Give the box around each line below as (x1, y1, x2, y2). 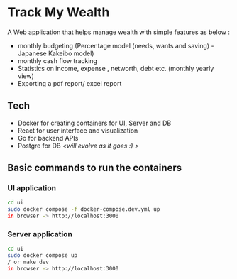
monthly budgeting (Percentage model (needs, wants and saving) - (17, 41, 214, 50)
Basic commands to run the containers (7, 162, 182, 174)
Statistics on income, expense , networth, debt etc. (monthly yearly (17, 64, 214, 72)
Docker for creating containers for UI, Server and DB (17, 119, 172, 127)
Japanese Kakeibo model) (17, 49, 94, 58)
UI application (7, 183, 57, 193)
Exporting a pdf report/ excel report (17, 79, 122, 87)
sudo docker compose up (7, 252, 78, 259)
